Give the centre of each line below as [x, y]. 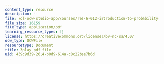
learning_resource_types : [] [35, 32]
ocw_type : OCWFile [24, 41]
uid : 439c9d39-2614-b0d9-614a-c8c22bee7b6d [50, 54]
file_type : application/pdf [34, 27]
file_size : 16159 [23, 23]
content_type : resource [29, 9]
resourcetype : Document [29, 45]
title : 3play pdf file [28, 50]
